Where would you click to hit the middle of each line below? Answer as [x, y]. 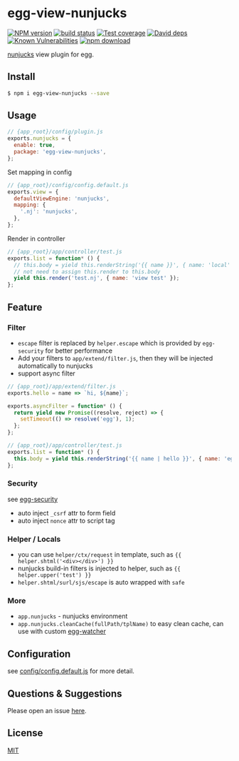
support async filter [47, 373]
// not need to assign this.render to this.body [87, 272]
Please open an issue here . [47, 711]
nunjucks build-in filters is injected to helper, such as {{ [99, 568]
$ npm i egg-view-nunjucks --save [59, 93]
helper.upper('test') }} [54, 575]
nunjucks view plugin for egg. [51, 54]
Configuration [39, 654]
